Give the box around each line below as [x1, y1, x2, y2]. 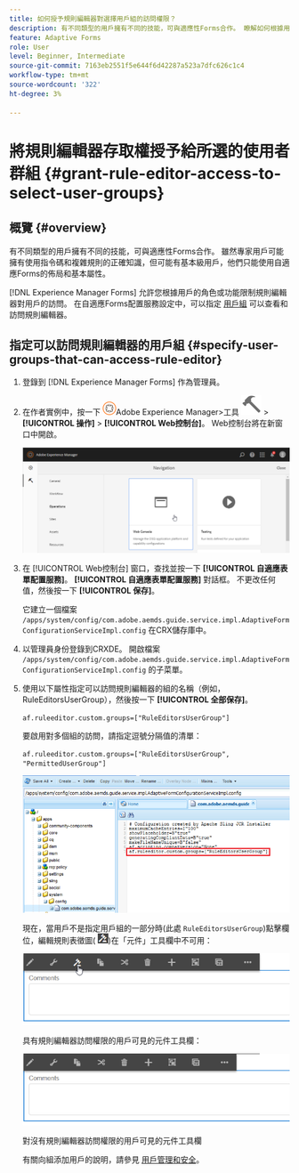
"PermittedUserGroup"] [21, 759, 107, 769]
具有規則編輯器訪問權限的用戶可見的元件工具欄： [21, 1035, 202, 1046]
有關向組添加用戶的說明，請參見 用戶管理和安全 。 [21, 1153, 205, 1165]
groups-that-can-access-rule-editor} [9, 352, 222, 367]
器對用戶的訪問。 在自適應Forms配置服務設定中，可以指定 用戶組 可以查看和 [9, 298, 289, 309]
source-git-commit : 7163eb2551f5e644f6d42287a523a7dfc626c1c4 [9, 61, 245, 70]
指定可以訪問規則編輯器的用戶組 [9, 337, 185, 352]
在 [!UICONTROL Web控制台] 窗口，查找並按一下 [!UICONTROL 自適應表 [21, 563, 288, 574]
